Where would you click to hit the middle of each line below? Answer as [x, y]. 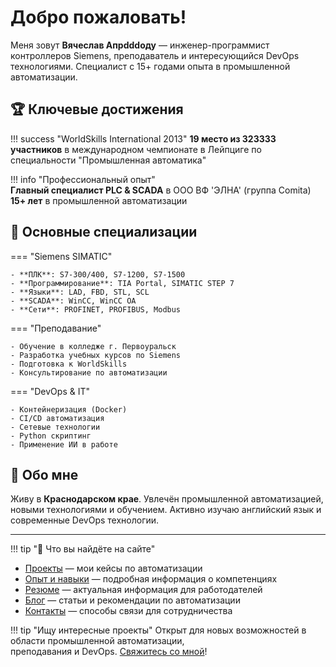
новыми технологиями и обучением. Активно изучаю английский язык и [166, 510]
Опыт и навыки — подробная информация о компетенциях [151, 579]
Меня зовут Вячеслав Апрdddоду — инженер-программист [140, 45]
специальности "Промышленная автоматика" [108, 160]
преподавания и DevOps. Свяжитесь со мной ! [109, 652]
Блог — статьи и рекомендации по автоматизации [132, 600]
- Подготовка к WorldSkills [69, 364]
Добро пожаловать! [98, 17]
